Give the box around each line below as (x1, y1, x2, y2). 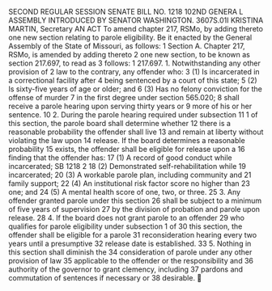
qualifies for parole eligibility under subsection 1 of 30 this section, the (8, 221, 243, 231)
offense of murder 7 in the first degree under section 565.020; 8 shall (8, 93, 240, 102)
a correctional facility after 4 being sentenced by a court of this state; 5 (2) (8, 76, 257, 85)
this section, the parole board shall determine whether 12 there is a (8, 119, 231, 128)
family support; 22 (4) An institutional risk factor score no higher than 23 (8, 179, 251, 188)
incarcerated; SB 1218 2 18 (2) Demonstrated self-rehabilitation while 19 (8, 162, 247, 171)
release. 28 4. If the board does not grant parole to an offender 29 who (8, 213, 245, 222)
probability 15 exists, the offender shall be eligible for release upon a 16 (8, 145, 245, 154)
